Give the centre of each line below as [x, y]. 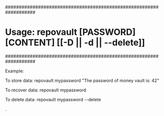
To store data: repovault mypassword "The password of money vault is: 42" [82, 80]
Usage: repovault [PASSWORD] [70, 32]
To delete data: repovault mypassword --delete [53, 99]
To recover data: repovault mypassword [46, 90]
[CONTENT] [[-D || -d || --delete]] [75, 43]
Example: [15, 71]
